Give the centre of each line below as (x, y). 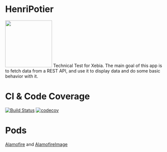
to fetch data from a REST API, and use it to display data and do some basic (83, 70)
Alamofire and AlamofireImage (36, 144)
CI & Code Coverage (48, 96)
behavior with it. (22, 76)
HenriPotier (29, 9)
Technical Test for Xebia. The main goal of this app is (108, 65)
